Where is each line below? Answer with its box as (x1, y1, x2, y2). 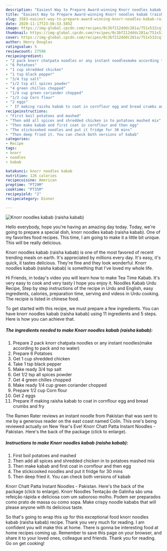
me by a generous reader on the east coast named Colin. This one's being (5, 418, 157, 424)
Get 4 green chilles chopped (12, 377, 71, 383)
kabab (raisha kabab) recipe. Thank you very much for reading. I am (5, 519, 145, 525)
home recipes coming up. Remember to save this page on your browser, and (5, 530, 162, 536)
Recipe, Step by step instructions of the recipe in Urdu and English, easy (5, 285, 154, 291)
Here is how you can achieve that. (5, 316, 75, 322)
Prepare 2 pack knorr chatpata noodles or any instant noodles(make (12, 340, 153, 345)
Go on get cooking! (5, 540, 45, 546)
